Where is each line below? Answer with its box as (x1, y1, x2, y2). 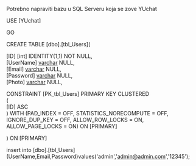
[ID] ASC (6, 103, 29, 110)
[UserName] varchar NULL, (6, 59, 75, 66)
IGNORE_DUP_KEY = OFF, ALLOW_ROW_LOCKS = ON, (6, 116, 144, 123)
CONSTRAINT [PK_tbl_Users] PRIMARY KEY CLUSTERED (6, 90, 150, 97)
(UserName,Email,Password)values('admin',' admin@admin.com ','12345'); (6, 153, 191, 160)
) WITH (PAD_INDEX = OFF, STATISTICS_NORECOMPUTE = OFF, (6, 110, 169, 117)
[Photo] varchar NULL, (6, 79, 63, 85)
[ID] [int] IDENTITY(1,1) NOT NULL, (6, 52, 93, 60)
